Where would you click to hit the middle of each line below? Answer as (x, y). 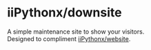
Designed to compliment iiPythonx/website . (69, 38)
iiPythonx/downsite (64, 13)
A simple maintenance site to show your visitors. (76, 32)
